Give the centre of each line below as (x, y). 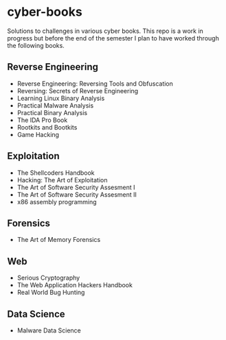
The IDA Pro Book (42, 120)
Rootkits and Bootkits (47, 127)
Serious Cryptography (48, 278)
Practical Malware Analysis (55, 105)
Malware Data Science (49, 330)
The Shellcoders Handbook (56, 173)
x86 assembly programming (57, 202)
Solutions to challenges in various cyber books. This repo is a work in (105, 31)
